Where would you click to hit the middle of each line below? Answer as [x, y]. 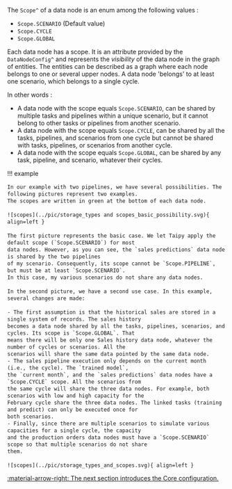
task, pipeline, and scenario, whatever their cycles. [90, 160]
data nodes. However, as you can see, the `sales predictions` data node [116, 250]
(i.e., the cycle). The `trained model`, [68, 368]
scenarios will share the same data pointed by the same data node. [108, 354]
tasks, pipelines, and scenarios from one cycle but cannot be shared [115, 138]
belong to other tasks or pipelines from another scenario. [99, 123]
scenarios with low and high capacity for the [76, 396]
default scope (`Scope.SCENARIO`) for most [71, 243]
